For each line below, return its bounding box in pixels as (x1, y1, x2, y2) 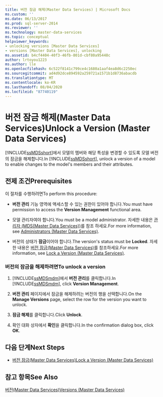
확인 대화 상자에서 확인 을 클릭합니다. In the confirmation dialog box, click (12, 322, 154, 328)
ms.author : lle (5, 62, 36, 67)
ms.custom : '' (5, 12, 34, 17)
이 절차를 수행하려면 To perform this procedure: (5, 191, 97, 197)
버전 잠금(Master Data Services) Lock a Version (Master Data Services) (12, 357, 154, 363)
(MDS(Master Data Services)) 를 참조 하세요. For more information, (21, 223, 152, 229)
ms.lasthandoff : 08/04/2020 (5, 84, 63, 90)
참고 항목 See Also (5, 373, 58, 381)
